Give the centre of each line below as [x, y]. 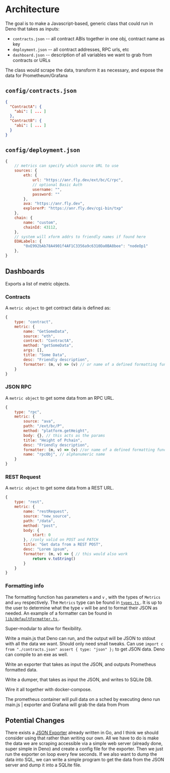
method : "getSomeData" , [48, 346]
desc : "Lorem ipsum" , [46, 550]
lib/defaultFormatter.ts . [33, 619]
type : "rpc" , [28, 412]
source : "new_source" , [47, 516]
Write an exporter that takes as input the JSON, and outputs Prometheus [81, 664]
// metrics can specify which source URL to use [67, 166]
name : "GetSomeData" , [46, 331]
